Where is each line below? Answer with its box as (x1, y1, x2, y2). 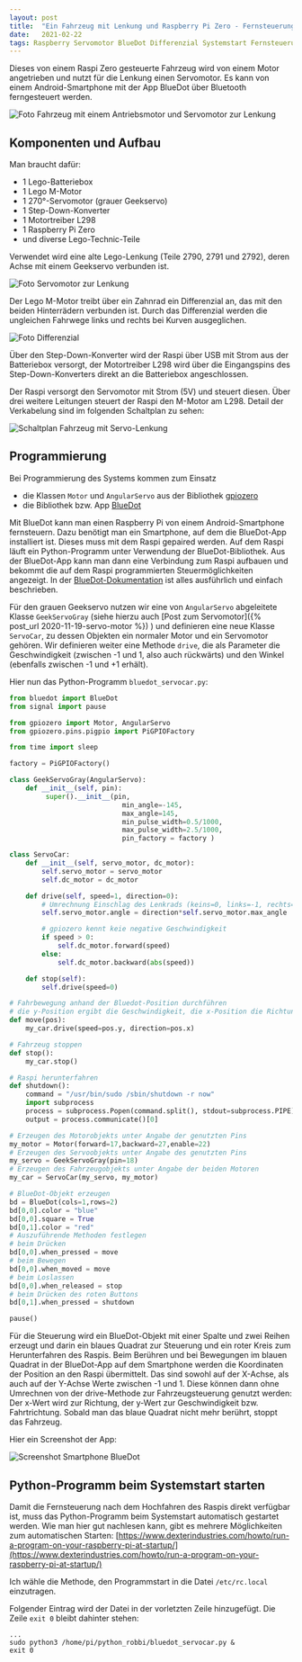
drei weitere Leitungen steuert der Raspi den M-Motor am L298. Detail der (9, 396, 284, 407)
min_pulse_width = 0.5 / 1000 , (121, 817, 223, 826)
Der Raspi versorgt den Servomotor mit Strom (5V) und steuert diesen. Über (9, 386, 291, 397)
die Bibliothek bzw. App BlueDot (22, 499, 142, 510)
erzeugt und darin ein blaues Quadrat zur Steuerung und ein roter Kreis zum (9, 1340, 291, 1351)
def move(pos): (9, 1016, 67, 1025)
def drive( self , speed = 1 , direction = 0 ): (25, 892, 179, 901)
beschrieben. (9, 584, 58, 595)
